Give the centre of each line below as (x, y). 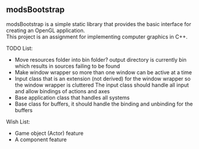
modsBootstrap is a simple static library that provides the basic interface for (99, 24)
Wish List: (18, 122)
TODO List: (20, 48)
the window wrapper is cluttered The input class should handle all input (102, 85)
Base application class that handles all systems (72, 97)
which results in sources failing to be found (67, 66)
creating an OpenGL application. (46, 30)
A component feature (41, 140)
